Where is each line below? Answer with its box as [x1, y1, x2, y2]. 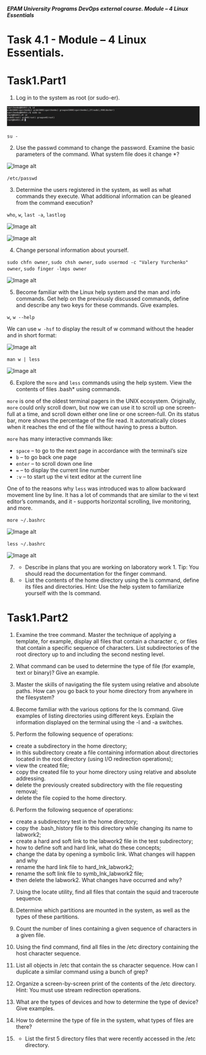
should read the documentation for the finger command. [24, 570, 167, 577]
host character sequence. [15, 949, 81, 957]
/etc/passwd [7, 175, 37, 182]
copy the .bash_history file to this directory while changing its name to [15, 824, 193, 831]
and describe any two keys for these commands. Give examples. [15, 301, 179, 309]
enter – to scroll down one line [15, 460, 93, 467]
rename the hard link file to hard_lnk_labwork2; [15, 863, 134, 870]
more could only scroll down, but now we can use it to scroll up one [7, 403, 175, 411]
